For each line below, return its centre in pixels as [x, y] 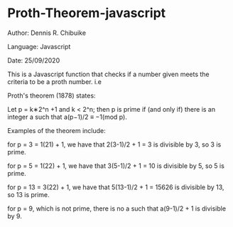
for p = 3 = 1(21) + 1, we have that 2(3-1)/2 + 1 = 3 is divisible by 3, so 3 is [114, 144]
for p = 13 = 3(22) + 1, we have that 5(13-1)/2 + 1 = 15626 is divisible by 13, [116, 187]
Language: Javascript [39, 46]
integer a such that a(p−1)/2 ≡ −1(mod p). [67, 117]
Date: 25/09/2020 [34, 60]
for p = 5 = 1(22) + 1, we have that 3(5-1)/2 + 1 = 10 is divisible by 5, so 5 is [116, 166]
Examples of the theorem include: [57, 130]
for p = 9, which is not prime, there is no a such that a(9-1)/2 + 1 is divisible [116, 208]
